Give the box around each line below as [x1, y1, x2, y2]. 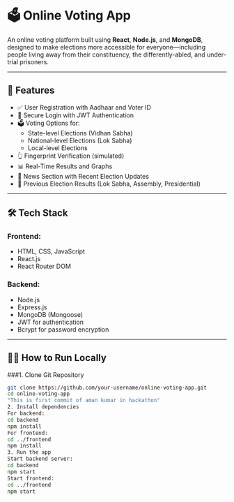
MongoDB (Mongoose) [17, 310, 84, 318]
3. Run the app [7, 449, 52, 456]
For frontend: [7, 429, 49, 436]
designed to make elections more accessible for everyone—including [7, 43, 206, 51]
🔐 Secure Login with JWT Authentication [17, 111, 134, 119]
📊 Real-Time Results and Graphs [17, 162, 113, 170]
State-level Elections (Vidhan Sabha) [27, 128, 134, 137]
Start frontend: [7, 475, 54, 482]
